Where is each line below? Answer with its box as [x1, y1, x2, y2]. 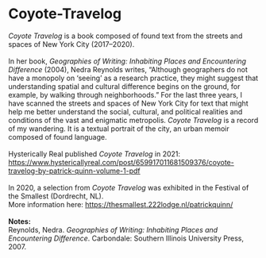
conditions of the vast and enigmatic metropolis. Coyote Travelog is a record [8, 115, 259, 125]
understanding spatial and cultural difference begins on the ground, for [8, 81, 241, 91]
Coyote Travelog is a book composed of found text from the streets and [8, 31, 243, 40]
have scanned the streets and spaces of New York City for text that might [8, 98, 249, 108]
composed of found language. [8, 132, 107, 141]
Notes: [8, 216, 32, 226]
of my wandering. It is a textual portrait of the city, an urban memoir [8, 124, 229, 133]
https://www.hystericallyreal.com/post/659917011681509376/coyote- [8, 157, 234, 167]
